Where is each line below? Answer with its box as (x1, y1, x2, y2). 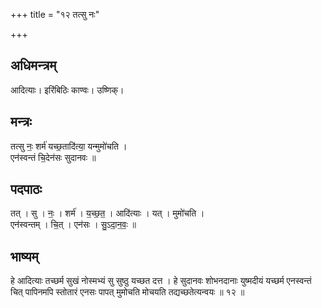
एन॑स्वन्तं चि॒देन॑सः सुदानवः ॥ (10, 151, 97, 163)
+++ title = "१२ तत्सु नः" (10, 9, 100, 20)
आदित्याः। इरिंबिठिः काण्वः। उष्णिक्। (10, 84, 125, 96)
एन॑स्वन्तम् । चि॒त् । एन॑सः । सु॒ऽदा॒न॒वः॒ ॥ (10, 219, 137, 231)
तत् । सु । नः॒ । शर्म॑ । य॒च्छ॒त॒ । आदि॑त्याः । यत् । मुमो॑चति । (10, 207, 205, 219)
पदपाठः (10, 181, 43, 198)
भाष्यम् (10, 248, 39, 265)
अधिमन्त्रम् (10, 57, 57, 74)
